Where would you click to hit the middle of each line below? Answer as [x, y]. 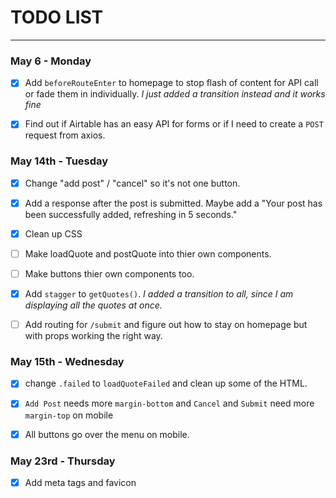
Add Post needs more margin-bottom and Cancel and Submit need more [169, 403]
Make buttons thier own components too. [109, 273]
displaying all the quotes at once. [93, 305]
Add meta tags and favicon [80, 482]
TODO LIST [57, 17]
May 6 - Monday [51, 61]
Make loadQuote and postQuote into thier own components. [148, 253]
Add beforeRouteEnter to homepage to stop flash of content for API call [171, 83]
